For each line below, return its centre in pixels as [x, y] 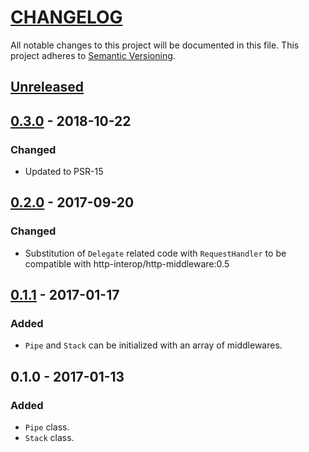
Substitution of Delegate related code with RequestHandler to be [155, 253]
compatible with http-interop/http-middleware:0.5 [127, 263]
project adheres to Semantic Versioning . [93, 55]
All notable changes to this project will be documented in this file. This [155, 45]
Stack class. [49, 438]
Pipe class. [47, 427]
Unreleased [47, 87]
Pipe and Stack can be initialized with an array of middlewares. [153, 345]
